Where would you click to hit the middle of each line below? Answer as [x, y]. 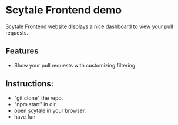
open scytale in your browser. [50, 110]
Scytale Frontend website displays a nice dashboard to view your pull [89, 26]
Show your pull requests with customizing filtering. [75, 65]
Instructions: [30, 84]
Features [22, 51]
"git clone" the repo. [38, 98]
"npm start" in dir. [35, 104]
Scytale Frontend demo [63, 10]
